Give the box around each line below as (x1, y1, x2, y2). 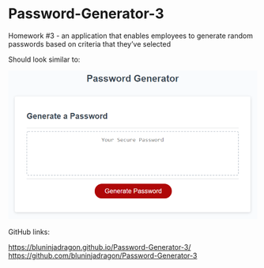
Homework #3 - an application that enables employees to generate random (8, 31, 253, 40)
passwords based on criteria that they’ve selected (8, 39, 172, 48)
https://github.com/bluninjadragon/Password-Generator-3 (8, 251, 198, 260)
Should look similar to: (8, 55, 81, 64)
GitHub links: (8, 227, 50, 236)
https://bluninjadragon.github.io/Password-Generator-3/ (8, 242, 191, 251)
